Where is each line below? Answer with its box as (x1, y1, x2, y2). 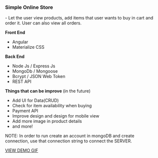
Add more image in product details (12, 118, 82, 124)
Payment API (12, 108, 38, 114)
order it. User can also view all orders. (5, 20, 82, 26)
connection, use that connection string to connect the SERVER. (5, 138, 132, 144)
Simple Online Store (5, 4, 53, 11)
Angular (12, 39, 28, 45)
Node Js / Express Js (12, 63, 55, 69)
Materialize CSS (12, 44, 45, 50)
